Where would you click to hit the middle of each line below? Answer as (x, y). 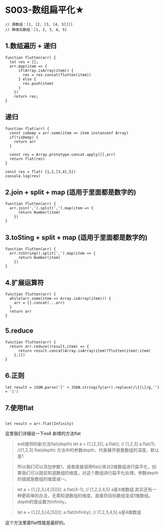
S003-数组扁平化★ (45, 10)
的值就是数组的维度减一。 (43, 479)
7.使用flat (19, 408)
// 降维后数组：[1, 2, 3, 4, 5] (36, 30)
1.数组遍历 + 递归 (31, 46)
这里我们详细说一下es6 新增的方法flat (43, 434)
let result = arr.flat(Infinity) (39, 424)
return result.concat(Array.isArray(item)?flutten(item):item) (84, 351)
